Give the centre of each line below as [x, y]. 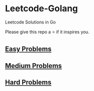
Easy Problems [28, 49]
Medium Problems [34, 66]
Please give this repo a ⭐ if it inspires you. [47, 32]
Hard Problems [28, 82]
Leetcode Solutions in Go [31, 22]
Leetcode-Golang [42, 9]
